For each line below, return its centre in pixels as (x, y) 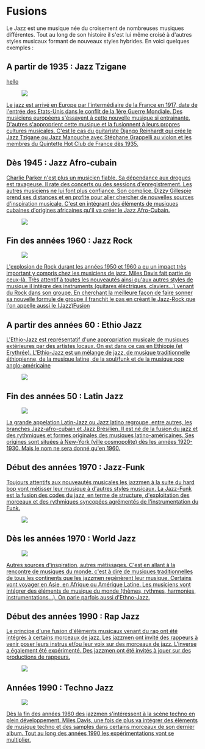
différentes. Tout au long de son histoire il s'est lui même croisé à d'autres (99, 34)
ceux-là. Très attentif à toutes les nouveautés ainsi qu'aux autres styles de (100, 280)
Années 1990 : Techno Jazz (60, 688)
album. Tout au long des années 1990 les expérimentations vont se (90, 733)
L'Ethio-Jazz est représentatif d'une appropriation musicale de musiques (98, 339)
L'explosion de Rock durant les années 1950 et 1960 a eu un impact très (96, 267)
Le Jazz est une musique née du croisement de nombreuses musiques (95, 28)
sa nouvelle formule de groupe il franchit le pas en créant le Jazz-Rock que (101, 299)
